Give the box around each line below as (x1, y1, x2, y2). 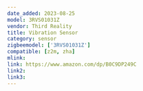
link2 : (7, 67, 26, 74)
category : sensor (7, 36, 57, 42)
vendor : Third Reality (7, 23, 72, 29)
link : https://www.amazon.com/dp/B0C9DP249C (7, 61, 137, 68)
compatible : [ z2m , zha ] (7, 49, 76, 55)
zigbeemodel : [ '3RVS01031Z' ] (7, 42, 91, 49)
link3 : (7, 73, 26, 81)
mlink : (7, 55, 26, 62)
